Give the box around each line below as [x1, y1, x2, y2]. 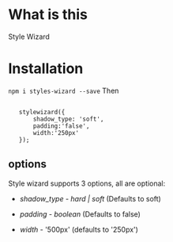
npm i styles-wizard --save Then [8, 86, 119, 95]
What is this [8, 6, 88, 24]
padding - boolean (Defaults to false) [19, 209, 141, 219]
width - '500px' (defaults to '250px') [19, 225, 138, 234]
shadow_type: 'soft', [32, 115, 104, 123]
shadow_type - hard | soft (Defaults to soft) [19, 194, 162, 203]
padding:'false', [32, 121, 90, 130]
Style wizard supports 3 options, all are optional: [8, 179, 166, 188]
